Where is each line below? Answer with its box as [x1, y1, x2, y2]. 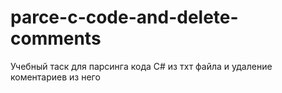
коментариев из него [10, 71, 101, 83]
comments [10, 27, 102, 50]
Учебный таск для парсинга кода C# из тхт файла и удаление [10, 60, 273, 72]
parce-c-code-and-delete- [10, 6, 239, 29]
